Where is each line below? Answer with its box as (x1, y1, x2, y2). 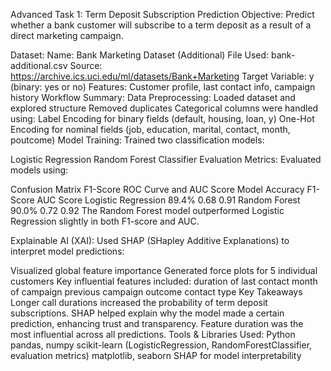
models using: (10, 164, 69, 176)
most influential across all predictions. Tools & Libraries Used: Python (10, 329, 296, 340)
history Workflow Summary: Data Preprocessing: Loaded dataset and (10, 92, 296, 103)
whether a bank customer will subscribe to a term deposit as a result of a (10, 19, 312, 31)
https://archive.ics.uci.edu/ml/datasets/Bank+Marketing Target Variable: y (10, 70, 315, 82)
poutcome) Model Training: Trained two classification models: (10, 134, 265, 146)
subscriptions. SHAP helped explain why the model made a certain (10, 307, 285, 319)
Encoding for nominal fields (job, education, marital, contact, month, (10, 124, 291, 135)
